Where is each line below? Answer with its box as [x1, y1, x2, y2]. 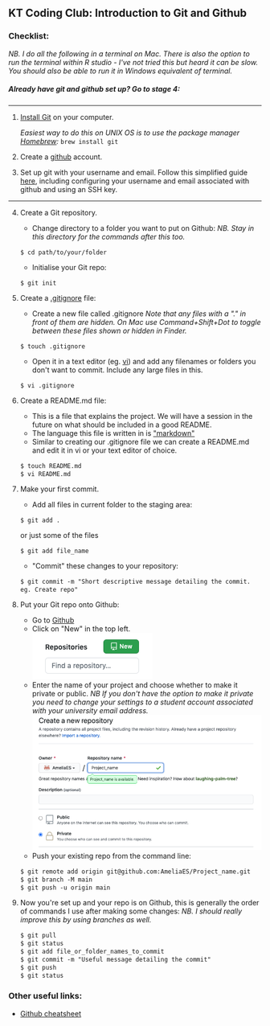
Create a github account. [19, 152, 103, 162]
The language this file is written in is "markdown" [31, 428, 195, 437]
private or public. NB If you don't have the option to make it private [31, 688, 254, 698]
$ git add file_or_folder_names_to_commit [19, 948, 165, 956]
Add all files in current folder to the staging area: [31, 499, 193, 509]
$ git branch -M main [19, 876, 92, 884]
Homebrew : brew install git [19, 136, 119, 146]
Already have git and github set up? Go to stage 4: [8, 84, 181, 94]
